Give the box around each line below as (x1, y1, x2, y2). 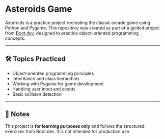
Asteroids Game (5, 3, 72, 15)
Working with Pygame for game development (12, 81, 104, 86)
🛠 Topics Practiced (5, 55, 66, 63)
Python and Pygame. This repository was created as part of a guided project (5, 25, 160, 30)
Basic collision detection (12, 91, 62, 97)
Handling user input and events (12, 86, 76, 92)
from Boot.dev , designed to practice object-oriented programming (5, 30, 139, 36)
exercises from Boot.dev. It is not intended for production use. (5, 128, 131, 134)
